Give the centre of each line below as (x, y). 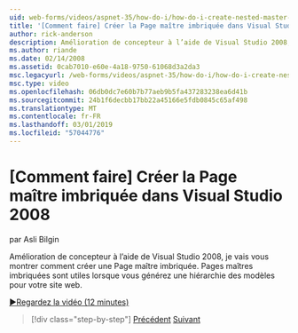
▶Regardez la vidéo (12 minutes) (69, 302)
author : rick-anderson (51, 34)
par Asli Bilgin (34, 239)
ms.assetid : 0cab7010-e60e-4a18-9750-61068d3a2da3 (105, 67)
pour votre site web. (46, 284)
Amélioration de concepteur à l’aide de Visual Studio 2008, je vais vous (139, 256)
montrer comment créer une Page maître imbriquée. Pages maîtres (131, 266)
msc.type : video (39, 83)
